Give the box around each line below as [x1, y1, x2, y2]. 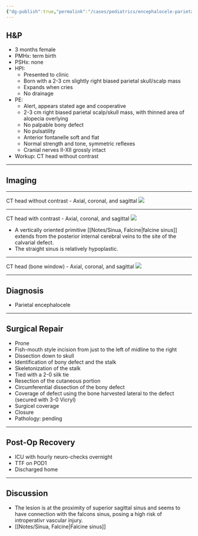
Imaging [6, 175, 37, 185]
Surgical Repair [6, 324, 64, 334]
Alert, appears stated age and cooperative [23, 103, 127, 110]
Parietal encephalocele [14, 302, 71, 309]
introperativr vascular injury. [14, 517, 84, 524]
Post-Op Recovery [6, 437, 75, 447]
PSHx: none [14, 58, 44, 66]
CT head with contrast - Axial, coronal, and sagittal [6, 215, 130, 222]
